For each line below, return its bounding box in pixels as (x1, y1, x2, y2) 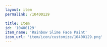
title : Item (5, 21, 30, 26)
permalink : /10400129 (5, 12, 50, 17)
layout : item (5, 7, 32, 12)
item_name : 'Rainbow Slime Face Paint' (5, 30, 88, 35)
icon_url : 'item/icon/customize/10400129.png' (5, 35, 103, 40)
